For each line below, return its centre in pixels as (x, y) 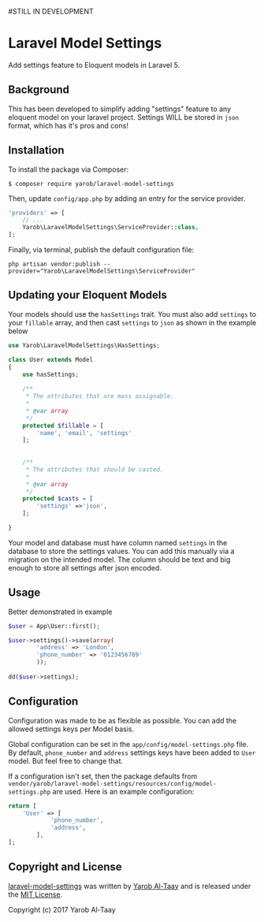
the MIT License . (35, 894)
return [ (22, 806)
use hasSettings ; (51, 374)
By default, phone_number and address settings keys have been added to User (132, 753)
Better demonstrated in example (60, 612)
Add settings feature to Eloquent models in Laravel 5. (94, 65)
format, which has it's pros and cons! (68, 125)
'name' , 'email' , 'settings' (84, 433)
